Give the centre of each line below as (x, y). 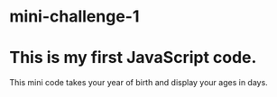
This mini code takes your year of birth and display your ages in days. (138, 83)
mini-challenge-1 (74, 17)
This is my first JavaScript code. (133, 58)
